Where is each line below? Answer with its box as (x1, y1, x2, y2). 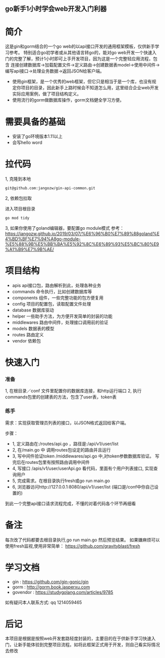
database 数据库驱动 (12, 307, 54, 313)
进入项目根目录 (5, 206, 35, 212)
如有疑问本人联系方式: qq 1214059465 (5, 599, 82, 605)
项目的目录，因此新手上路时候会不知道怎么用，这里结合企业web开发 (21, 85, 159, 91)
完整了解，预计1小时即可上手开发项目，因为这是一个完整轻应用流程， (13, 56, 153, 62)
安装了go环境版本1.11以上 (12, 134, 63, 139)
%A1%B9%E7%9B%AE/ (5, 246, 54, 252)
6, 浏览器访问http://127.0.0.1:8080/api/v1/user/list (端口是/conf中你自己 (12, 484, 155, 489)
